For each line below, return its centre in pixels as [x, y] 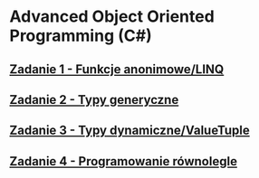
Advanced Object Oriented [112, 17]
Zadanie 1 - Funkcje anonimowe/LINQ [117, 69]
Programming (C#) [81, 36]
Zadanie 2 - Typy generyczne [94, 100]
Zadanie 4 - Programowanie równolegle [124, 161]
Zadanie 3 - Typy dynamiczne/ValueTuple [130, 131]
